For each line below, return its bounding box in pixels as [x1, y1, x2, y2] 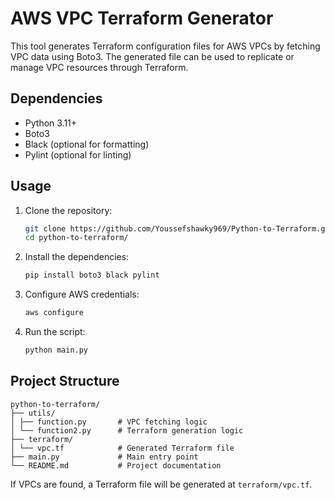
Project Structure [10, 373, 120, 390]
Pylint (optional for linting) [24, 148, 132, 161]
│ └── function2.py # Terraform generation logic [10, 425, 244, 436]
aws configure [24, 308, 84, 318]
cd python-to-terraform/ [24, 233, 129, 243]
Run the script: [24, 326, 86, 338]
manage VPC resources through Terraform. [10, 61, 189, 73]
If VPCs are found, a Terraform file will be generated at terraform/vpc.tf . [10, 478, 313, 490]
